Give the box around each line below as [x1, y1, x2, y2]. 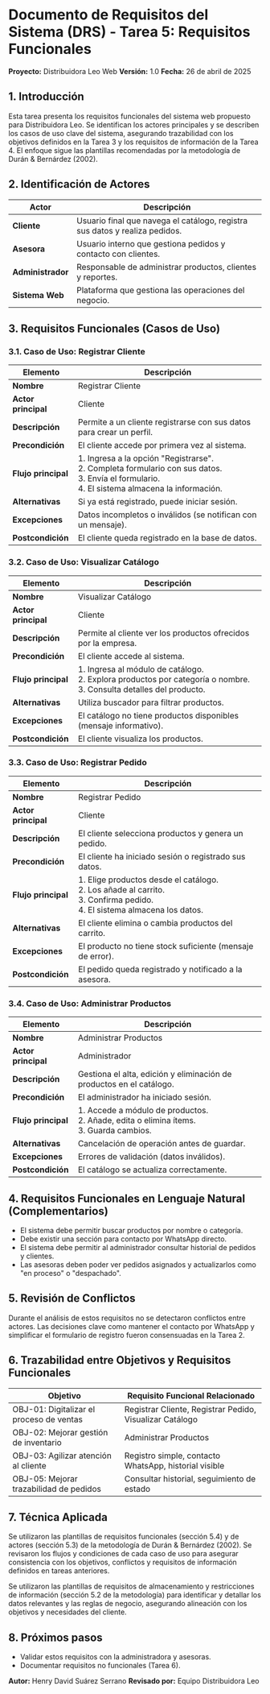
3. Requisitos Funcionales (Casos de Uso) [8, 321, 221, 335]
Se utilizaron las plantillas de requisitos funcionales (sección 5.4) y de [8, 1532, 239, 1542]
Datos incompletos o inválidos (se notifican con [77, 509, 257, 520]
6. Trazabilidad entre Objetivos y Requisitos [8, 1353, 231, 1367]
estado [124, 1483, 151, 1494]
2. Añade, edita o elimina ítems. [77, 1115, 196, 1126]
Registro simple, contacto [124, 1450, 221, 1461]
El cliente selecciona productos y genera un [78, 827, 243, 839]
